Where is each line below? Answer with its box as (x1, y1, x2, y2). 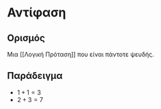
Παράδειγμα (7, 70, 63, 82)
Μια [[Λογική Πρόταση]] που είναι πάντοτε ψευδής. (7, 50, 154, 58)
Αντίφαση (7, 5, 66, 21)
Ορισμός (7, 32, 45, 44)
